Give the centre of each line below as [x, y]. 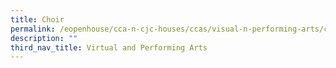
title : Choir [37, 19]
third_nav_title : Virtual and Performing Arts [109, 47]
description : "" [44, 38]
